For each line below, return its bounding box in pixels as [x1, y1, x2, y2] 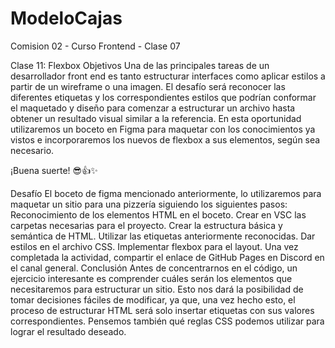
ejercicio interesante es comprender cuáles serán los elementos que [10, 272, 293, 284]
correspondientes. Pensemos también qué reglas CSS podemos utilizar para [10, 315, 325, 327]
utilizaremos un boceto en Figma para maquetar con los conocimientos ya [10, 123, 316, 135]
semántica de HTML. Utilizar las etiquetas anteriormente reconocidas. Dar [10, 230, 316, 242]
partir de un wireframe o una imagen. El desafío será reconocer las [10, 80, 286, 92]
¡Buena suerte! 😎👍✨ [10, 164, 98, 176]
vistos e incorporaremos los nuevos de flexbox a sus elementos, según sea [10, 133, 321, 146]
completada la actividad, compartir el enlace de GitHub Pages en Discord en [10, 251, 325, 263]
